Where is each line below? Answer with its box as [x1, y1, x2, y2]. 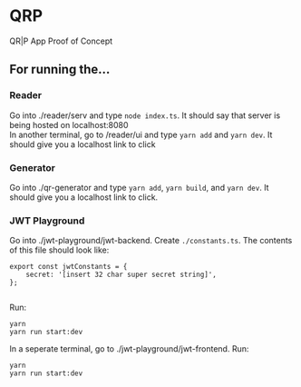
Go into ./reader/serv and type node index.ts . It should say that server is [9, 110, 281, 121]
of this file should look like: [9, 244, 110, 255]
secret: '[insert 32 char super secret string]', [25, 270, 218, 280]
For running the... [9, 62, 111, 77]
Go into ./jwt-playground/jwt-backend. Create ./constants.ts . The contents [9, 235, 293, 246]
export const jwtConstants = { [9, 263, 128, 272]
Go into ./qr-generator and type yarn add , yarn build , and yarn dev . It [9, 182, 269, 193]
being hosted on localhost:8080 [9, 119, 129, 130]
